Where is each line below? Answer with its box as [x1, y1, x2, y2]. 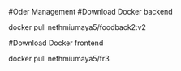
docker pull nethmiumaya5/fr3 [8, 54, 110, 63]
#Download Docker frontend [8, 38, 104, 48]
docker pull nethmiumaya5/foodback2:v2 [8, 23, 146, 31]
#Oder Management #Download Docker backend [8, 7, 173, 16]
